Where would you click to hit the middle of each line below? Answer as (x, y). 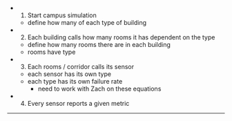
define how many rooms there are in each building (99, 45)
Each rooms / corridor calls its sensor (81, 67)
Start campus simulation (62, 15)
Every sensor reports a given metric (78, 103)
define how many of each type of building (87, 22)
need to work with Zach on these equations (99, 89)
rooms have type (51, 52)
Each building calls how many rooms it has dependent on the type (121, 37)
